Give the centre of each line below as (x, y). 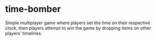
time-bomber (33, 9)
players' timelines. (24, 33)
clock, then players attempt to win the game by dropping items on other (78, 28)
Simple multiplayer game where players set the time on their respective (78, 23)
